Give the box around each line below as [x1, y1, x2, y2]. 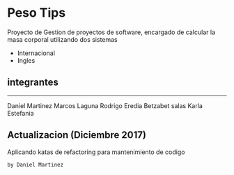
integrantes [7, 77, 59, 89]
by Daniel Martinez [7, 161, 64, 168]
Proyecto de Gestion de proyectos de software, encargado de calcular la [7, 28, 216, 36]
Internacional [17, 49, 56, 57]
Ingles [17, 56, 36, 64]
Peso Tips [7, 5, 66, 21]
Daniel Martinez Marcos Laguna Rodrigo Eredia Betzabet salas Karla [7, 101, 203, 109]
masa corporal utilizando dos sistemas [7, 35, 118, 43]
